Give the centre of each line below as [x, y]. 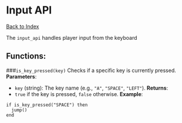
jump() [19, 110]
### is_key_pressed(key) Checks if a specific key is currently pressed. [91, 70]
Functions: [26, 56]
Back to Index [23, 26]
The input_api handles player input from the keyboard [72, 37]
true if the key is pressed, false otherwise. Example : [79, 94]
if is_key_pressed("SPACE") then [47, 105]
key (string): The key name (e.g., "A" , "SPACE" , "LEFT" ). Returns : [91, 88]
